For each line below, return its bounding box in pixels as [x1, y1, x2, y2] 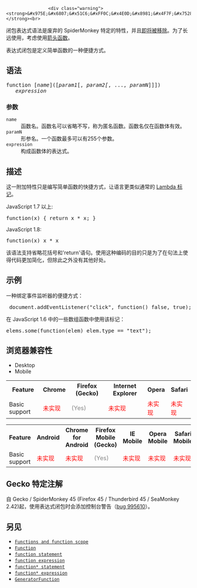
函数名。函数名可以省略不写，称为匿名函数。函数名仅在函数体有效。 [21, 122, 185, 129]
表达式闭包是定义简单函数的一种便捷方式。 [6, 47, 109, 54]
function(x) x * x [6, 237, 59, 244]
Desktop [14, 361, 35, 368]
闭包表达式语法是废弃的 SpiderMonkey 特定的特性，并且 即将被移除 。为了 [6, 27, 183, 34]
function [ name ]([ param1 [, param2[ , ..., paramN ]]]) [6, 81, 161, 88]
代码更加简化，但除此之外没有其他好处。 [11, 256, 109, 263]
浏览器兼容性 [6, 346, 53, 356]
